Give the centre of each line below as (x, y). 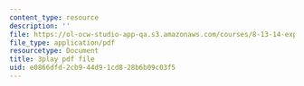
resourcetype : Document (54, 51)
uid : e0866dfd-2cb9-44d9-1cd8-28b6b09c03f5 (93, 68)
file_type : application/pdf (62, 43)
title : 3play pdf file (52, 59)
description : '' (40, 26)
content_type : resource (54, 17)
